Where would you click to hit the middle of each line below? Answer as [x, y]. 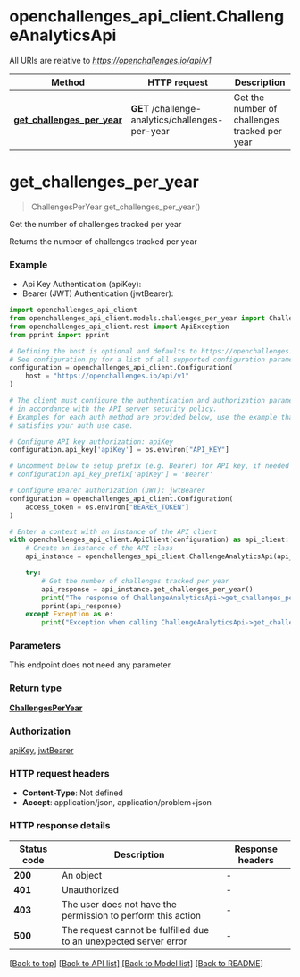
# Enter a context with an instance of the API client [113, 531]
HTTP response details [60, 826]
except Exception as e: [70, 615]
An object [82, 875]
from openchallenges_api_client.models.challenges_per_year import [137, 319]
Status [33, 849]
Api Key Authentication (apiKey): [82, 285]
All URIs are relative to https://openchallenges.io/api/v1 [110, 60]
